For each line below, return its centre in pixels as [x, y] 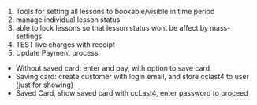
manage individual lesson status [68, 20]
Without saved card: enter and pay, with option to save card [113, 68]
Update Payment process [57, 53]
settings [29, 36]
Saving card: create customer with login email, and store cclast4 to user [132, 76]
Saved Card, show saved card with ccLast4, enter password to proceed [132, 93]
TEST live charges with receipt [65, 45]
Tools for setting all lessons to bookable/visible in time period [115, 11]
